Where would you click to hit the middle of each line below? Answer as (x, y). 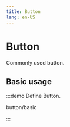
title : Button (24, 12)
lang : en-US (21, 17)
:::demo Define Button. (33, 96)
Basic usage (29, 82)
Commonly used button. (35, 63)
